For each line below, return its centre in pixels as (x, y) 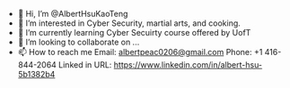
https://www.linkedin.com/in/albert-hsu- (188, 65)
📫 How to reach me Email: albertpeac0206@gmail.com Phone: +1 (140, 52)
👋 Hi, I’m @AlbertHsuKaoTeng (73, 14)
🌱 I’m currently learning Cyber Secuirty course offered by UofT (134, 32)
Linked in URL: (85, 65)
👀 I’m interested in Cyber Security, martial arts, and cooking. (129, 23)
